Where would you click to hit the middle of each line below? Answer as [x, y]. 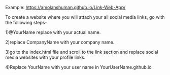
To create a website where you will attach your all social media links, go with [85, 17]
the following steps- [26, 23]
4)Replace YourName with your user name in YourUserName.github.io [78, 67]
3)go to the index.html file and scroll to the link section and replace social [82, 52]
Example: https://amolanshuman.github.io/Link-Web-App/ [65, 7]
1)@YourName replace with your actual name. [53, 32]
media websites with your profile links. [45, 57]
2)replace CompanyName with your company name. [60, 42]
